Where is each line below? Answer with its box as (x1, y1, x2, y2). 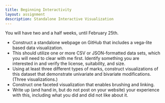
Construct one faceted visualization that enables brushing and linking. (12, 82, 155, 88)
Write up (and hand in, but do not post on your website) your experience (12, 87, 160, 93)
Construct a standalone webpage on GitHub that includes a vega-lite (12, 40, 152, 46)
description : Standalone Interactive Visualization (5, 16, 114, 21)
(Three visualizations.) (12, 76, 58, 82)
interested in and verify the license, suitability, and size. (12, 60, 125, 67)
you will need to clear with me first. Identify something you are (12, 55, 140, 61)
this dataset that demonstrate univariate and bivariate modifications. (12, 71, 152, 77)
